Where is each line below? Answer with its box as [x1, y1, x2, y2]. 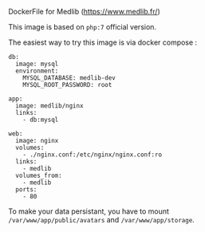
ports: [15, 186, 37, 194]
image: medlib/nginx [15, 102, 84, 110]
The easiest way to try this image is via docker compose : [8, 37, 198, 47]
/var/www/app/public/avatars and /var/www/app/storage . [8, 215, 195, 224]
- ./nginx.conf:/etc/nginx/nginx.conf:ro [22, 151, 162, 159]
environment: [15, 67, 59, 75]
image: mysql [15, 60, 59, 68]
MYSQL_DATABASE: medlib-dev [22, 74, 116, 82]
